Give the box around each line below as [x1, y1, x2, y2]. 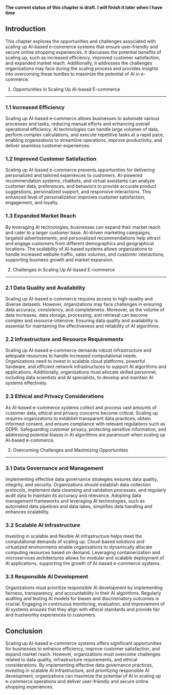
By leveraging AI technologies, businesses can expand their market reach [5, 224, 161, 230]
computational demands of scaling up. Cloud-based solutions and [5, 538, 145, 545]
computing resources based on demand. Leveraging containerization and [5, 550, 160, 556]
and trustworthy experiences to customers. [5, 612, 96, 618]
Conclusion [5, 626, 43, 635]
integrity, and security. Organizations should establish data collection [5, 481, 151, 488]
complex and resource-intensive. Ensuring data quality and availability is [5, 317, 158, 323]
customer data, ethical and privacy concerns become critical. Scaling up [5, 409, 158, 416]
